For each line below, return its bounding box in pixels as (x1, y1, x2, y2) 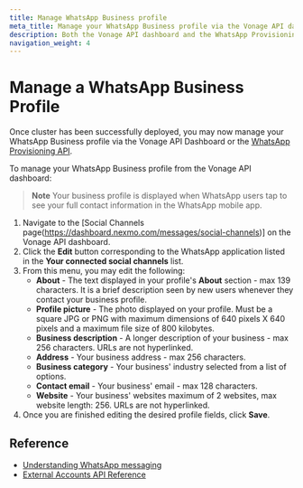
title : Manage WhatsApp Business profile (9, 13, 168, 23)
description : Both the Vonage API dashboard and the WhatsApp (9, 30, 248, 39)
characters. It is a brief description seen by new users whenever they (35, 285, 294, 296)
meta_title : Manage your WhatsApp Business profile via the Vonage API (9, 22, 284, 31)
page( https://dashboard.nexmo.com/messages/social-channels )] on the (22, 227, 291, 238)
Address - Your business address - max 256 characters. (35, 352, 246, 362)
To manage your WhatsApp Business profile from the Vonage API (9, 164, 252, 174)
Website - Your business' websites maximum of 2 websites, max (35, 390, 278, 401)
